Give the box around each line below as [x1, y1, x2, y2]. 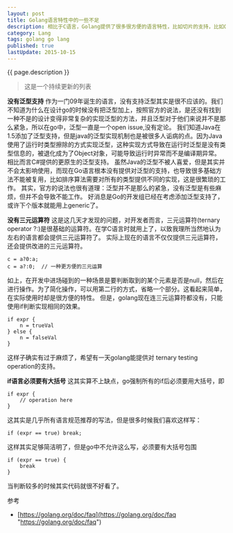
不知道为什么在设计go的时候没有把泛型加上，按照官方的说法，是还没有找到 [7, 105, 221, 114]
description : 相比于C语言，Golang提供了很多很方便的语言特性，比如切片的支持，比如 [7, 23, 224, 30]
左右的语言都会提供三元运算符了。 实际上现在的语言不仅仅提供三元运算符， [7, 233, 222, 242]
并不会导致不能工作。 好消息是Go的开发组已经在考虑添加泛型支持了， [25, 192, 224, 201]
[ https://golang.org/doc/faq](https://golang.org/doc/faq [17, 510, 177, 518]
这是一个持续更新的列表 [24, 82, 92, 90]
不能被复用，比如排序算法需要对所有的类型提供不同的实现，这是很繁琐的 [12, 175, 220, 183]
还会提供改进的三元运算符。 [7, 242, 87, 250]
